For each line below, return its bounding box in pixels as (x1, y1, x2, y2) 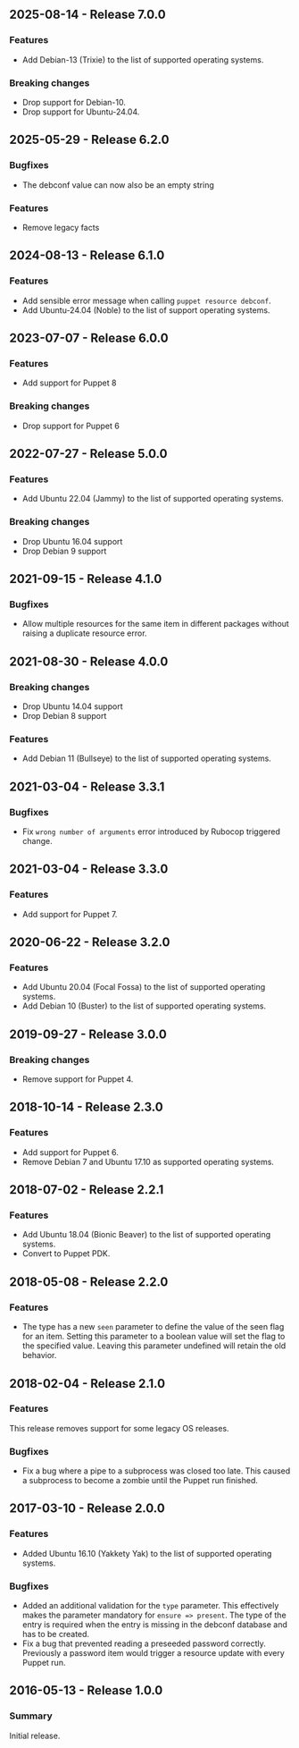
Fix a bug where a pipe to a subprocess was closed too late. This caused (21, 1465, 291, 1476)
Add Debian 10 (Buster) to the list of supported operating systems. (21, 1001, 266, 1011)
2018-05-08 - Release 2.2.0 (9, 1274, 169, 1289)
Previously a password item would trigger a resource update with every (21, 1648, 286, 1659)
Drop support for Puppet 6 (21, 420, 120, 431)
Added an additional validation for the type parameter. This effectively (21, 1600, 279, 1611)
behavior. (21, 1350, 57, 1361)
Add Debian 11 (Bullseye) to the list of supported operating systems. (21, 753, 272, 764)
